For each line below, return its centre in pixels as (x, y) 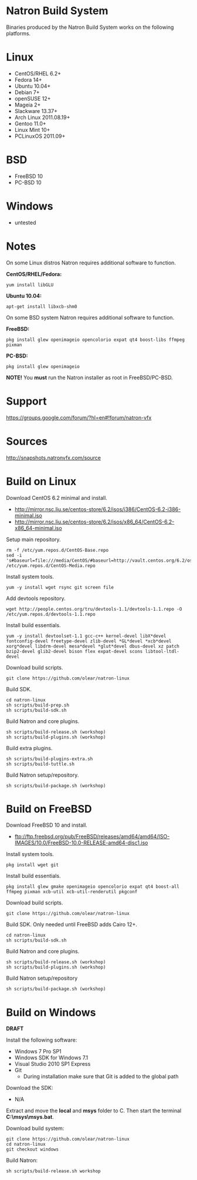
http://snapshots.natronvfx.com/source (54, 458)
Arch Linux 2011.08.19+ (42, 117)
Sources (27, 441)
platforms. (18, 33)
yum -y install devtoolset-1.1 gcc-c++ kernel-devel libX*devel (86, 636)
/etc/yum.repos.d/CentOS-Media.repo (51, 566)
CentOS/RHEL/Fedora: (34, 274)
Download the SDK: (30, 1088)
